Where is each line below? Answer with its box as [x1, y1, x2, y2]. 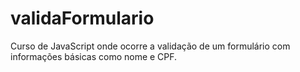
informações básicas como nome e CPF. [10, 50, 178, 62]
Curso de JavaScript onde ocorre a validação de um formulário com [10, 40, 291, 52]
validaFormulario [10, 7, 155, 30]
